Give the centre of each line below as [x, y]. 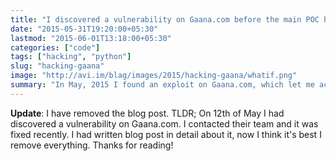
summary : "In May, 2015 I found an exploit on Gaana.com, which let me [162, 85]
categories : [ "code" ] [55, 47]
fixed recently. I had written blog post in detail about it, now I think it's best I [166, 134]
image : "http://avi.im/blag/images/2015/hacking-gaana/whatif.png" [154, 76]
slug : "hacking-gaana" [57, 66]
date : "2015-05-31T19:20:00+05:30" [84, 29]
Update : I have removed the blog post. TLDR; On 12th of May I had [147, 113]
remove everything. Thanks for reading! [92, 145]
